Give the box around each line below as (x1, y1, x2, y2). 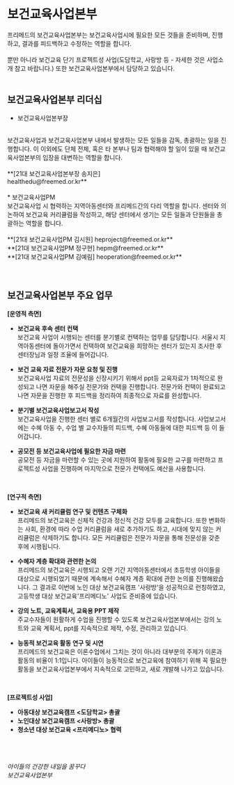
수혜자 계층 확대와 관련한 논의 (17, 557, 97, 565)
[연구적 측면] (7, 492, 42, 501)
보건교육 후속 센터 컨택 (17, 324, 79, 333)
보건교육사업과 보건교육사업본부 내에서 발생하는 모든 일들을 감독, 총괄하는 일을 (7, 136, 219, 144)
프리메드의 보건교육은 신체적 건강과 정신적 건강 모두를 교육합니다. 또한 (17, 516, 208, 524)
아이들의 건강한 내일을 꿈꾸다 (7, 762, 86, 770)
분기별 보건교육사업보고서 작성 (17, 406, 100, 414)
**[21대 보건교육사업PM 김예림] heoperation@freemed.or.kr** (7, 252, 182, 261)
